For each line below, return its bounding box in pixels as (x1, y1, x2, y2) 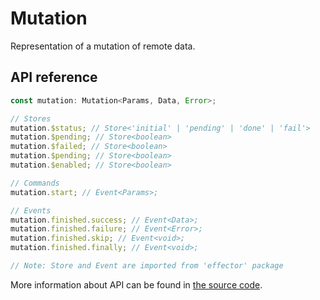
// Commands (10, 178, 60, 188)
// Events (10, 205, 52, 216)
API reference (10, 69, 98, 86)
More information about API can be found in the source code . (10, 278, 263, 291)
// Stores (10, 113, 52, 124)
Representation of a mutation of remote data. (10, 40, 196, 52)
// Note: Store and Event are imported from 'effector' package (10, 261, 284, 271)
